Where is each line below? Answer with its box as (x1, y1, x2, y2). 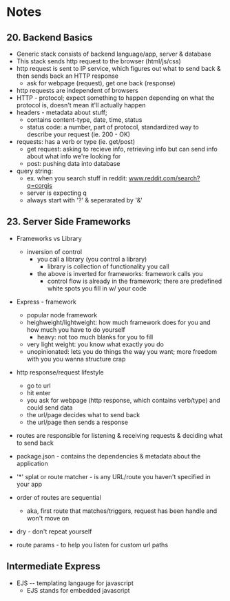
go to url (26, 381, 51, 390)
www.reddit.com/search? (129, 174, 200, 182)
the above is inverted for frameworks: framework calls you (36, 269, 203, 277)
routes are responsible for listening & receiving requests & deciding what (16, 431, 223, 439)
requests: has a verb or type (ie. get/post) (16, 138, 136, 145)
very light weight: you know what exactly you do (26, 340, 165, 348)
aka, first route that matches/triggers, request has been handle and (26, 507, 218, 515)
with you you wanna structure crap (26, 355, 126, 363)
